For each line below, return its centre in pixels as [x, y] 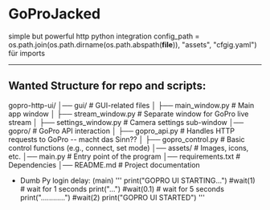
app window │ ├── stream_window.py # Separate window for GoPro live [129, 114]
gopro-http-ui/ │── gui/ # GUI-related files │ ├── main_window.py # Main [131, 105]
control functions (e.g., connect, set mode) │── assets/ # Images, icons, [129, 147]
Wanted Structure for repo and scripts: [107, 86]
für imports [27, 53]
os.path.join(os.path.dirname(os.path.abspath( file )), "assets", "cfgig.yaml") [133, 44]
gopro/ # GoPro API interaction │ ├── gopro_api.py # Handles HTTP [122, 131]
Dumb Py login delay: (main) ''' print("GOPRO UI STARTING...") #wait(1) [137, 180]
